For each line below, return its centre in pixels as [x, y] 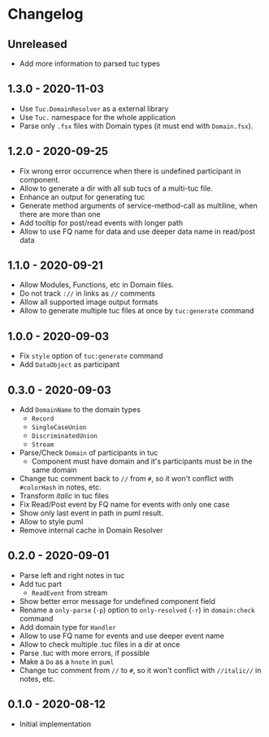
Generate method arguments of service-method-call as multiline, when [138, 205]
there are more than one [60, 214]
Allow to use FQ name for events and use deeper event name [122, 636]
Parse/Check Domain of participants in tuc [89, 453]
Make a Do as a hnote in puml [67, 662]
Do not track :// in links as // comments [87, 294]
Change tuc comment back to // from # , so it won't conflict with [126, 479]
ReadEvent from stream [69, 593]
